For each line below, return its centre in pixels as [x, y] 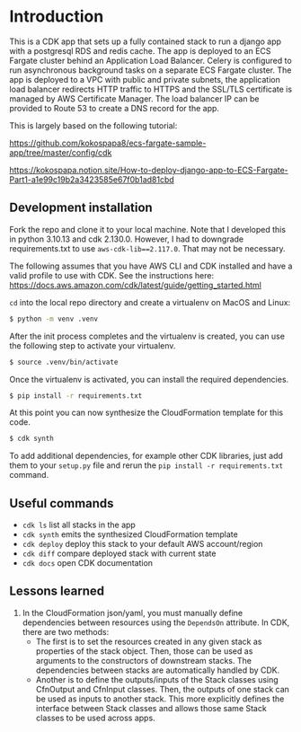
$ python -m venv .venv [54, 319]
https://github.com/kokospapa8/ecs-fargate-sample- [108, 143]
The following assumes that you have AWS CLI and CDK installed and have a [151, 266]
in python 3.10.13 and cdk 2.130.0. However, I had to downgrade [127, 239]
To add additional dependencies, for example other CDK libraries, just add [146, 456]
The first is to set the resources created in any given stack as [149, 641]
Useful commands [62, 503]
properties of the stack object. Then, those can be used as [144, 651]
